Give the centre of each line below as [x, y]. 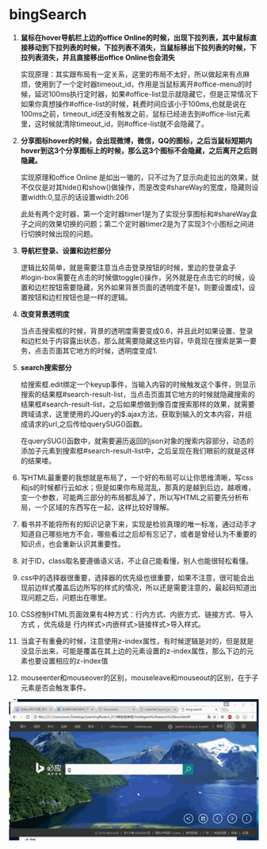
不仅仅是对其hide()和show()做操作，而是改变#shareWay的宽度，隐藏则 [136, 187]
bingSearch [48, 15]
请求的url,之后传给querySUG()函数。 [87, 424]
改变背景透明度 [45, 314]
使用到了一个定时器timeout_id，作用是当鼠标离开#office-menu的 [140, 84]
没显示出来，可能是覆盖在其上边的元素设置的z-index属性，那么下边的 [133, 651]
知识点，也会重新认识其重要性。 [72, 544]
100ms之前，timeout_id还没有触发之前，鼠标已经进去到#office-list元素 [135, 113]
